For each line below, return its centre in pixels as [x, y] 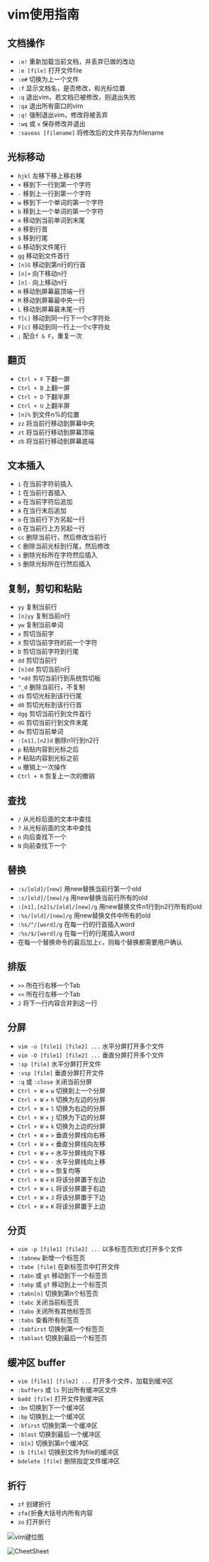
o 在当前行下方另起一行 [51, 519]
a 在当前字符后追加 [45, 501]
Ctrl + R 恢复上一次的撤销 [56, 776]
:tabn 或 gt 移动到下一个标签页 [62, 1276]
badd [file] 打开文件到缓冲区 [61, 1399]
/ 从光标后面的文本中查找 [54, 819]
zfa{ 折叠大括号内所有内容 [55, 1513]
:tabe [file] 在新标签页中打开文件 [69, 1267]
